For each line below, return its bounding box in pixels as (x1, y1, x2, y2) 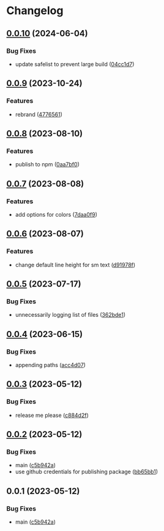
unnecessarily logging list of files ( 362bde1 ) (15, 311, 126, 319)
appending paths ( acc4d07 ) (15, 362, 86, 368)
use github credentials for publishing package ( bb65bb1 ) (15, 468, 158, 476)
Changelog (6, 4, 64, 18)
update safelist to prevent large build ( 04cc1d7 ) (15, 60, 135, 68)
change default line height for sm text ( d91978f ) (15, 261, 136, 268)
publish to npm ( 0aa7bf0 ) (15, 161, 80, 168)
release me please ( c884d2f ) (15, 411, 89, 419)
